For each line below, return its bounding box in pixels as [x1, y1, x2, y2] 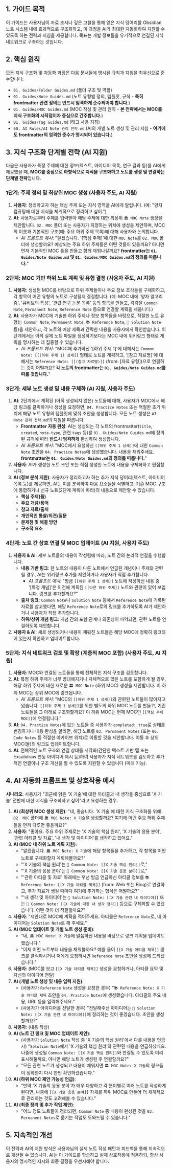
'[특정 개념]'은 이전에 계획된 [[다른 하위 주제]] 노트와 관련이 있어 [28, 584, 156, 590]
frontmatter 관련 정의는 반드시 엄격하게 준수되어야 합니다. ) [13, 99, 131, 106]
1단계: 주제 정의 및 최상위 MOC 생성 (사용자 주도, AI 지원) [6, 189, 137, 196]
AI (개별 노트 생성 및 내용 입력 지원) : [13, 978, 84, 984]
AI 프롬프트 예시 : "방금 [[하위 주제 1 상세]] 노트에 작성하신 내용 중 [28, 577, 160, 584]
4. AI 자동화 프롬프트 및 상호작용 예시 [6, 776, 115, 785]
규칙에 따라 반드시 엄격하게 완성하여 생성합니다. [26, 436, 120, 442]
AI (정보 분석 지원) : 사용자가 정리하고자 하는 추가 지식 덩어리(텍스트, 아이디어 [13, 475, 165, 481]
